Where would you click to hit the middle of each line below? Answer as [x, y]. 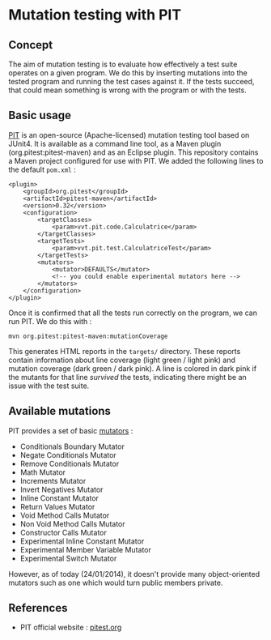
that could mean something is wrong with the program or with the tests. [127, 90]
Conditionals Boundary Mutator [72, 446]
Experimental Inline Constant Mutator [82, 541]
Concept [31, 45]
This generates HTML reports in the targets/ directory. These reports [125, 351]
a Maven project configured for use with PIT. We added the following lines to [136, 160]
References [38, 608]
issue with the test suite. [49, 386]
